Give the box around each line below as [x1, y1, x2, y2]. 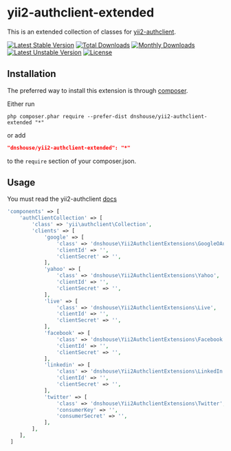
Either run [7, 100, 35, 108]
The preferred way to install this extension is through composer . [7, 86, 188, 94]
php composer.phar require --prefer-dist [7, 113, 128, 120]
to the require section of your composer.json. [7, 157, 136, 165]
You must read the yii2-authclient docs [7, 195, 117, 203]
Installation [7, 68, 56, 80]
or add [7, 131, 26, 139]
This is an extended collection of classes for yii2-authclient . [7, 27, 177, 36]
